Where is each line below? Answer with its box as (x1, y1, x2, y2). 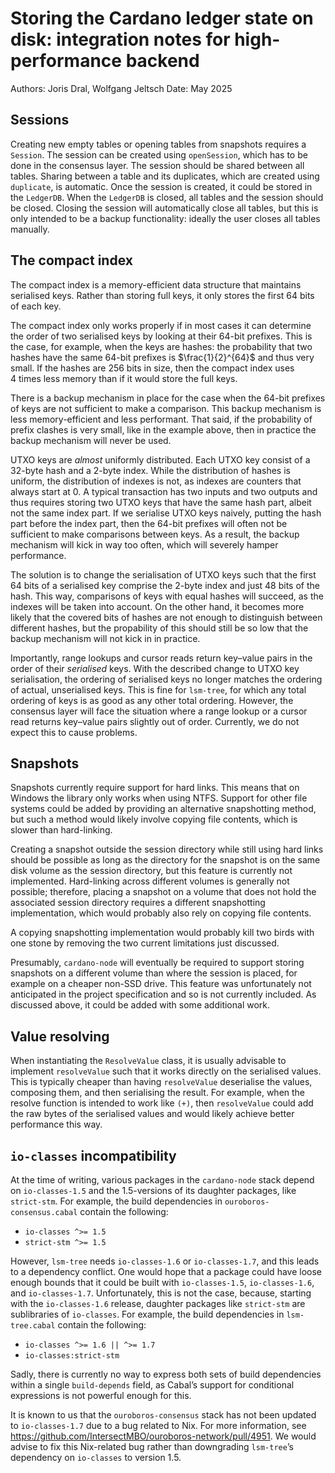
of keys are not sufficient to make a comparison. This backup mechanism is (10, 402, 322, 414)
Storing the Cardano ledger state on (10, 7, 314, 30)
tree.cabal (10, 1321, 56, 1331)
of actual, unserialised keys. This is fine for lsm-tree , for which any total (10, 683, 307, 696)
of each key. (10, 300, 62, 312)
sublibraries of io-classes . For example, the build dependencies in (10, 1308, 285, 1320)
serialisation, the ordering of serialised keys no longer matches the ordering (10, 673, 323, 685)
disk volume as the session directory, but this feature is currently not (10, 865, 293, 877)
